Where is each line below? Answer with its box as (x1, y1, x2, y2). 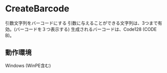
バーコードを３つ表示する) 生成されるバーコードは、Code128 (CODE (15, 26, 157, 32)
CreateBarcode (5, 3, 69, 14)
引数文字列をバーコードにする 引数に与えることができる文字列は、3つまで (5, 20, 158, 26)
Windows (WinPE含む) (5, 63, 51, 69)
